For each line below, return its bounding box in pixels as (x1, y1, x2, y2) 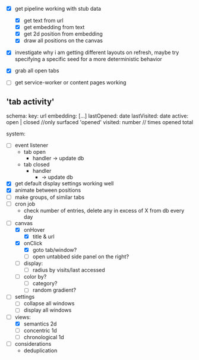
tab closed (23, 161, 50, 168)
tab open (23, 149, 46, 156)
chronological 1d (23, 333, 64, 340)
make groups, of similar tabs (14, 193, 85, 201)
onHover (23, 226, 45, 233)
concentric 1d (23, 327, 58, 334)
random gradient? (32, 286, 76, 293)
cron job (14, 200, 36, 207)
